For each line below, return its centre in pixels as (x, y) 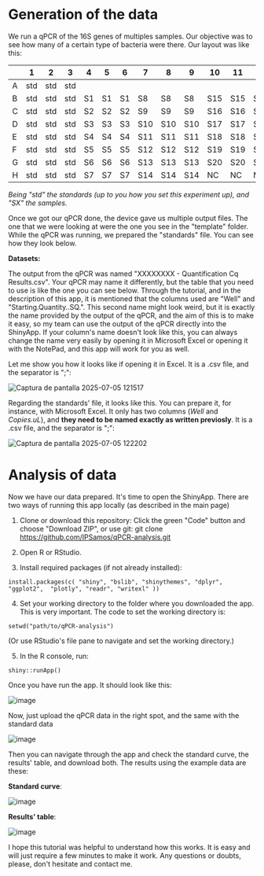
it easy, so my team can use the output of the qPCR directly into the (117, 323)
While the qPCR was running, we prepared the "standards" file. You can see (131, 234)
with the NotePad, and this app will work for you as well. (99, 348)
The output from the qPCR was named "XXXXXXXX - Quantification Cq (123, 274)
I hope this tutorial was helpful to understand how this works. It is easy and (129, 847)
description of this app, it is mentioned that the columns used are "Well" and (132, 298)
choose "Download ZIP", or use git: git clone (91, 528)
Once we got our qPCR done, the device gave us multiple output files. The (128, 218)
